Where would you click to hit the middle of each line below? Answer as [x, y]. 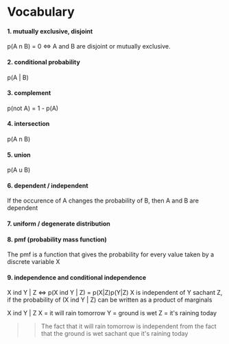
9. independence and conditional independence [77, 277]
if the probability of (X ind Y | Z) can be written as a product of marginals [110, 300]
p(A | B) [18, 77]
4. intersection [28, 124]
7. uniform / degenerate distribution [59, 224]
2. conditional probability [44, 62]
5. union [19, 155]
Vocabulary [41, 12]
